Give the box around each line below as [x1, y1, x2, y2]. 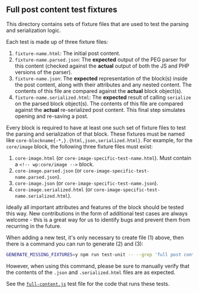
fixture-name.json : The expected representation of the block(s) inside [14, 75, 188, 82]
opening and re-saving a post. [14, 112, 89, 120]
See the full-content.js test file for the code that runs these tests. [6, 280, 170, 287]
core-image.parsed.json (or [14, 167, 82, 174]
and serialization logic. [6, 27, 61, 34]
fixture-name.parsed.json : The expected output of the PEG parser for [14, 56, 187, 63]
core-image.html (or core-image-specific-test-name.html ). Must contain [14, 154, 191, 162]
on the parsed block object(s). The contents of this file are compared [14, 100, 184, 107]
